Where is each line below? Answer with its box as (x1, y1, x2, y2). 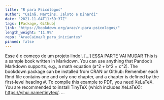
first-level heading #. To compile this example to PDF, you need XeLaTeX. (5, 79, 154, 85)
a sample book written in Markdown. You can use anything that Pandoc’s (5, 58, 153, 64)
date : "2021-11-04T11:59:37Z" (5, 16, 67, 21)
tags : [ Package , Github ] (5, 21, 56, 26)
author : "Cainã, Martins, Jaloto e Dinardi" (5, 12, 98, 17)
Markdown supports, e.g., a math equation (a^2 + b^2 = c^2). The (5, 63, 138, 69)
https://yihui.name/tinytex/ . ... (5, 89, 65, 95)
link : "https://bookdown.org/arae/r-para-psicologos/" (5, 26, 120, 31)
